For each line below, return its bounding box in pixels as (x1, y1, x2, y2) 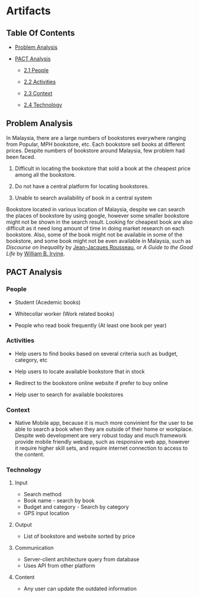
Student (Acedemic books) (14, 299, 81, 306)
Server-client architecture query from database (23, 556, 140, 563)
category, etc (14, 356, 48, 364)
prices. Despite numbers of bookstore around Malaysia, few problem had (6, 147, 185, 154)
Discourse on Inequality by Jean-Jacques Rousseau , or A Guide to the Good (6, 243, 193, 251)
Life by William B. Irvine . (6, 250, 65, 257)
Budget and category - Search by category (23, 503, 129, 511)
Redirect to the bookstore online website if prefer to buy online (14, 379, 168, 386)
